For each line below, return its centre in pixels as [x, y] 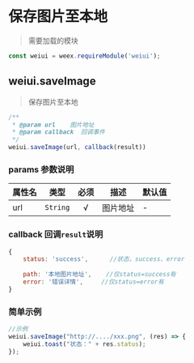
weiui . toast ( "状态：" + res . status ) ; [85, 344]
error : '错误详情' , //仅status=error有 [93, 282]
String [57, 208]
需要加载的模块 [53, 41]
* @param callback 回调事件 [58, 132]
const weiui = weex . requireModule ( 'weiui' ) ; [84, 56]
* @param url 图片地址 [53, 125]
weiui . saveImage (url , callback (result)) [78, 147]
